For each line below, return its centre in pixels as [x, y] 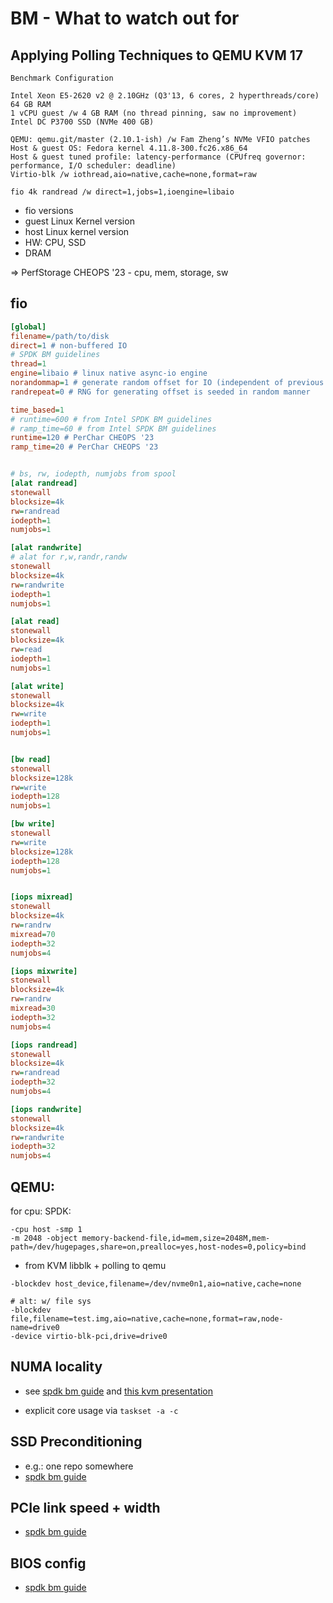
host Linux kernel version [77, 231]
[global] [28, 327]
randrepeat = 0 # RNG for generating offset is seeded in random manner [160, 392]
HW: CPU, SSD [55, 242]
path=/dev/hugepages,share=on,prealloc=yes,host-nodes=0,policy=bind [158, 1247]
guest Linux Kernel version [79, 221]
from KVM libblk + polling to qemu [95, 1265]
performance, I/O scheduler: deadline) [93, 166]
